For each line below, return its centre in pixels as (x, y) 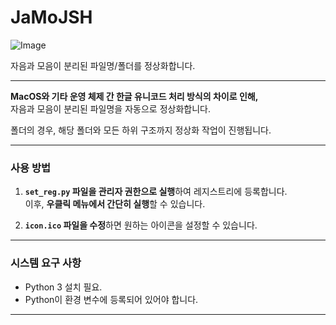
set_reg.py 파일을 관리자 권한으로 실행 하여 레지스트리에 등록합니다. (156, 192)
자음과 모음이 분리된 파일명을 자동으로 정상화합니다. (110, 108)
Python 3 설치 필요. (63, 287)
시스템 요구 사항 (46, 263)
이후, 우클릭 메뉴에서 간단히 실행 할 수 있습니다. (115, 204)
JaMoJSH (51, 17)
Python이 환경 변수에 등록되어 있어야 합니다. (111, 299)
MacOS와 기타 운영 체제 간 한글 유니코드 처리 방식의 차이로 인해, (134, 96)
